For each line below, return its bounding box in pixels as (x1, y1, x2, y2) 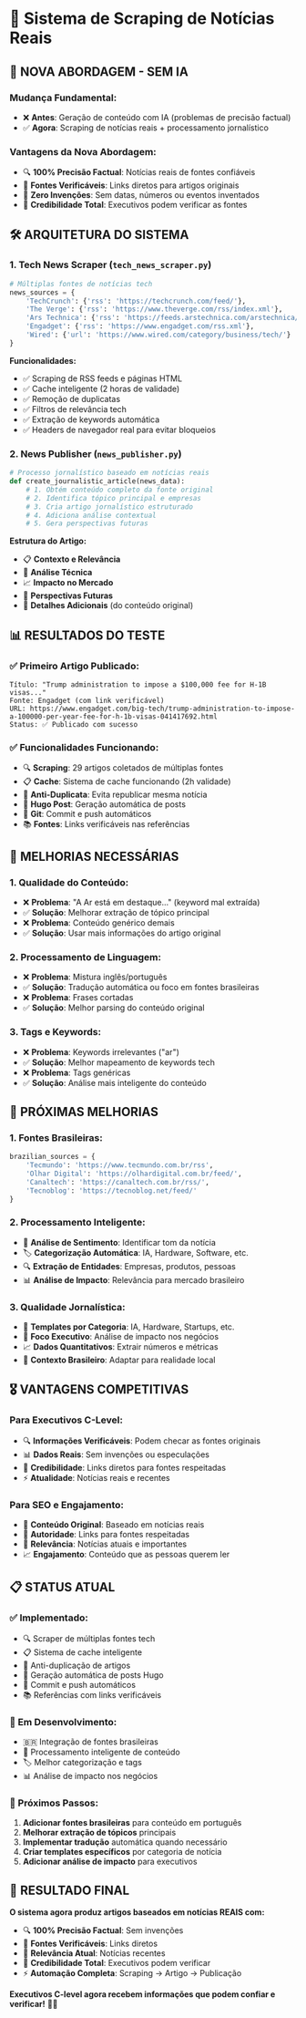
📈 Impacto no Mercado (22, 577, 114, 588)
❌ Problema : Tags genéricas (22, 1067, 131, 1078)
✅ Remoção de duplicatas (22, 393, 121, 404)
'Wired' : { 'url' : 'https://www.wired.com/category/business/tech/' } (25, 330, 291, 340)
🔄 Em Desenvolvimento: (9, 1715, 117, 1728)
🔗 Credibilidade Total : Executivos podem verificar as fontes (22, 200, 248, 211)
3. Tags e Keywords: (9, 1026, 102, 1039)
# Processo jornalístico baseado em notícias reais (9, 469, 209, 478)
